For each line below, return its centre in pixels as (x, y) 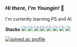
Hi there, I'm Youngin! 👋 (35, 8)
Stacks (13, 29)
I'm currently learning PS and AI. (39, 19)
